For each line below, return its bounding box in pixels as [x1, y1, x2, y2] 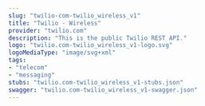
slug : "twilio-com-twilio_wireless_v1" [8, 11, 141, 20]
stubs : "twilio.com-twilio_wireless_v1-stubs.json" [8, 78, 183, 86]
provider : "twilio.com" [8, 26, 88, 34]
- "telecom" [8, 64, 48, 72]
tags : [8, 57, 26, 65]
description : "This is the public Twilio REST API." [8, 33, 187, 42]
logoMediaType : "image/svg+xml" [8, 49, 116, 57]
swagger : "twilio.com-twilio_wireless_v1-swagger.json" [8, 85, 198, 94]
